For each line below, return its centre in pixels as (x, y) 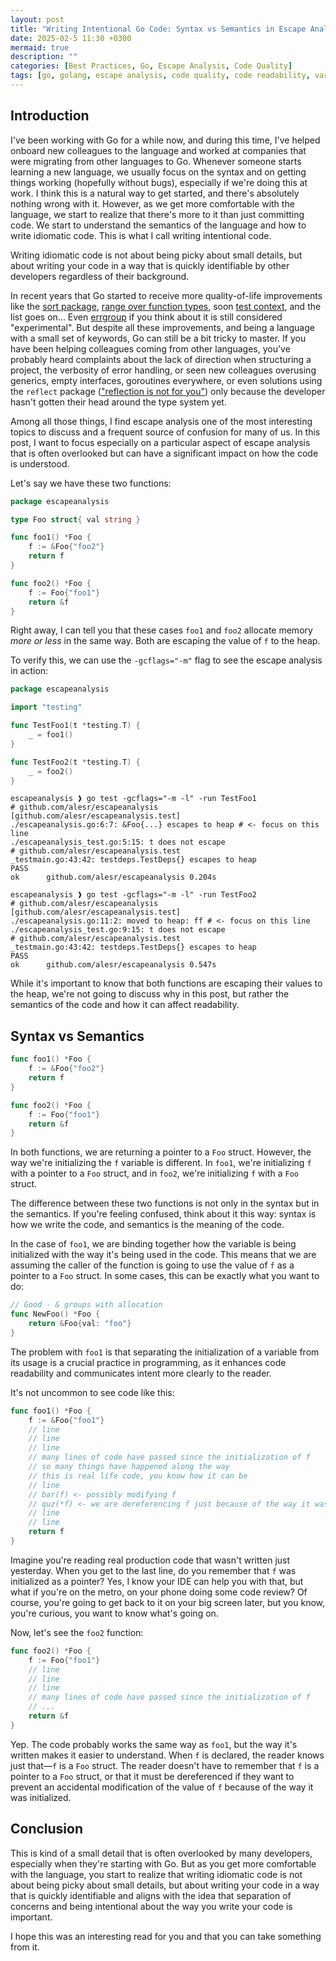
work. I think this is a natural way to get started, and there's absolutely (155, 193)
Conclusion (47, 1829)
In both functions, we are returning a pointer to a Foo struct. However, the (161, 1152)
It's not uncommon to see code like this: (92, 1392)
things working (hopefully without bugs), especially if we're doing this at (159, 182)
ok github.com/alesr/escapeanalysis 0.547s (113, 965)
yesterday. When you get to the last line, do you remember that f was (153, 1570)
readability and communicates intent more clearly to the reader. (141, 1373)
